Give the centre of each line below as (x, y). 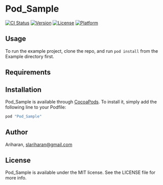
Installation (23, 89)
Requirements (28, 72)
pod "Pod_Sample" (24, 116)
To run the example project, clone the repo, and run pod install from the (82, 51)
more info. (16, 178)
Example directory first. (30, 56)
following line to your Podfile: (36, 107)
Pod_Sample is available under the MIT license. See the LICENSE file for (80, 172)
